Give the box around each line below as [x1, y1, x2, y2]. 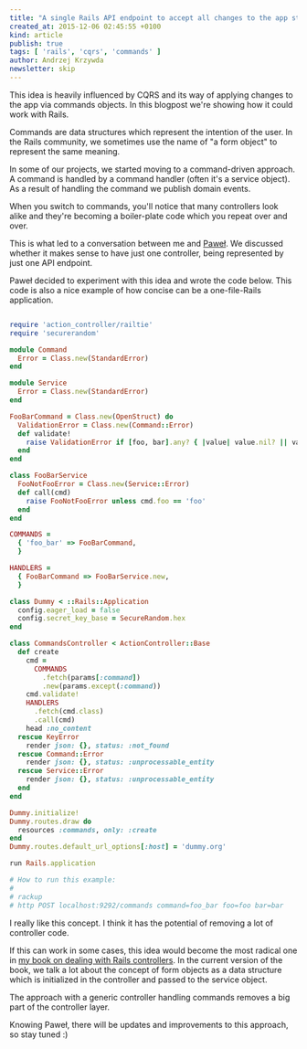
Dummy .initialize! [9, 808, 79, 818]
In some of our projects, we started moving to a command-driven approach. [9, 164, 295, 175]
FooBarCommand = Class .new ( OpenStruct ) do [9, 412, 174, 421]
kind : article [9, 30, 64, 39]
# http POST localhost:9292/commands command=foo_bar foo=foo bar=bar [9, 901, 284, 910]
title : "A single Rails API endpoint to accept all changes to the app [9, 13, 288, 23]
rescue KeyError [17, 732, 79, 741]
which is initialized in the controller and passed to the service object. [9, 974, 268, 985]
